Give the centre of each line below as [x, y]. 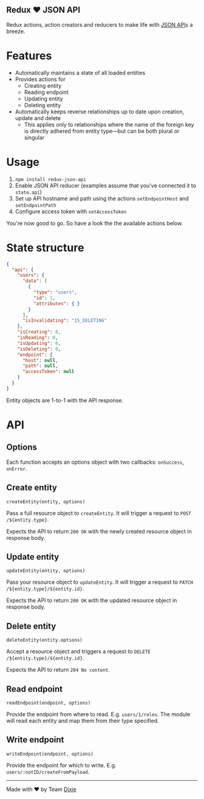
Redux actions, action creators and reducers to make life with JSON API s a [100, 24]
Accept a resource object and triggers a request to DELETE [78, 652]
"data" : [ [35, 281]
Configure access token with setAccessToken [71, 211]
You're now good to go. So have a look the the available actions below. [95, 223]
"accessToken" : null [48, 372]
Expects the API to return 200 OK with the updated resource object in [92, 600]
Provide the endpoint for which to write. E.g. [61, 765]
